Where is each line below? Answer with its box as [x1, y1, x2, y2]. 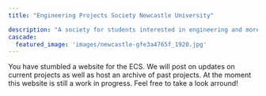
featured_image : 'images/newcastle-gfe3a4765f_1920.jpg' [15, 40, 207, 48]
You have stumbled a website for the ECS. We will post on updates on [8, 62, 235, 72]
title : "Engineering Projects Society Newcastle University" [8, 11, 215, 20]
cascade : [8, 33, 37, 41]
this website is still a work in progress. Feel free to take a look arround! [8, 79, 239, 88]
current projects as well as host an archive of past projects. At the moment [8, 70, 252, 79]
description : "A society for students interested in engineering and [8, 25, 243, 34]
